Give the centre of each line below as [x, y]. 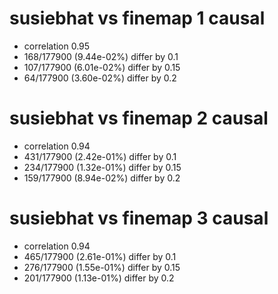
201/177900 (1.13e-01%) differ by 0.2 [99, 278]
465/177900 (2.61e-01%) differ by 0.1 [100, 256]
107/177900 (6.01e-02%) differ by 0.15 [102, 67]
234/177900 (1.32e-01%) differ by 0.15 [102, 167]
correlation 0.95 [57, 46]
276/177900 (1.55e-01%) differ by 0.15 [102, 267]
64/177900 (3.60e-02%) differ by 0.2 [100, 78]
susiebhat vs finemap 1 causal [137, 18]
